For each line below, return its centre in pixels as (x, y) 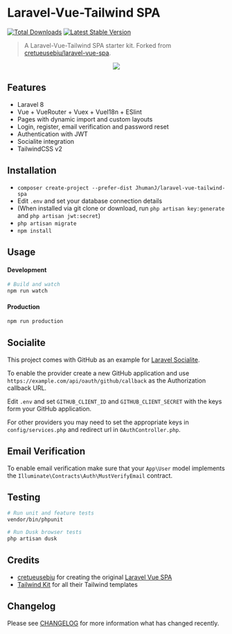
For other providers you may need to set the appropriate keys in (98, 422)
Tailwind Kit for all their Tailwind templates (78, 584)
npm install (34, 231)
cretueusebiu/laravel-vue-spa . (68, 53)
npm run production (35, 322)
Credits (24, 560)
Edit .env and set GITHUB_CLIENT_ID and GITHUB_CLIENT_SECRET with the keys (115, 401)
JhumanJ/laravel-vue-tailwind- (180, 188)
